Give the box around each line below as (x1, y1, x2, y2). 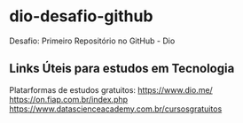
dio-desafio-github (9, 6, 153, 27)
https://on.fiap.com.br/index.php (9, 94, 129, 104)
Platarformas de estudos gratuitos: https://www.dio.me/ (9, 84, 213, 95)
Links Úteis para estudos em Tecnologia (9, 61, 235, 76)
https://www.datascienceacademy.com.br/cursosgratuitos (9, 104, 223, 114)
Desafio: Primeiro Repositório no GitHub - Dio (9, 35, 176, 46)
